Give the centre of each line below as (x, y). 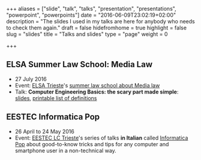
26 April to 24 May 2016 (45, 131)
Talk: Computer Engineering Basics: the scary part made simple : (97, 92)
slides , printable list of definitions (56, 98)
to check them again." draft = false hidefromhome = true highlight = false (97, 28)
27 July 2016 (31, 79)
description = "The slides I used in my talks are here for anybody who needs (100, 21)
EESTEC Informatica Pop (53, 117)
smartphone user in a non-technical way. (66, 150)
